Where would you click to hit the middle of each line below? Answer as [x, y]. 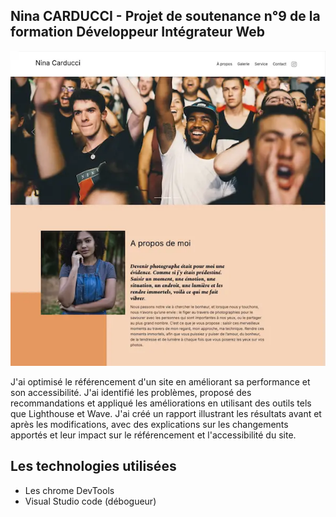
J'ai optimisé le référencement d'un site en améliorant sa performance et [160, 381]
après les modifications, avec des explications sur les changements [149, 424]
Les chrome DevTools [69, 490]
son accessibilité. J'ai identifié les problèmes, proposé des [131, 392]
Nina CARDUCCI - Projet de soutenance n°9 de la [165, 16]
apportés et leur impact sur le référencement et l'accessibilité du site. [153, 435]
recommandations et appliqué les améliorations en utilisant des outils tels [161, 403]
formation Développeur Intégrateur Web [138, 32]
